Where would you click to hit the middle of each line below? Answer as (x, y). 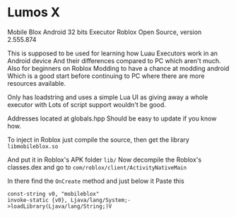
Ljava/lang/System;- (101, 200)
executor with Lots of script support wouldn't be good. (87, 104)
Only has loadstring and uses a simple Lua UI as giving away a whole (108, 97)
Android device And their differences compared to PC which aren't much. (114, 60)
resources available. (36, 83)
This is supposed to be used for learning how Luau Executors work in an (112, 53)
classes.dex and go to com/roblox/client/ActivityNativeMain (97, 167)
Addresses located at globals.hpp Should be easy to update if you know (112, 118)
